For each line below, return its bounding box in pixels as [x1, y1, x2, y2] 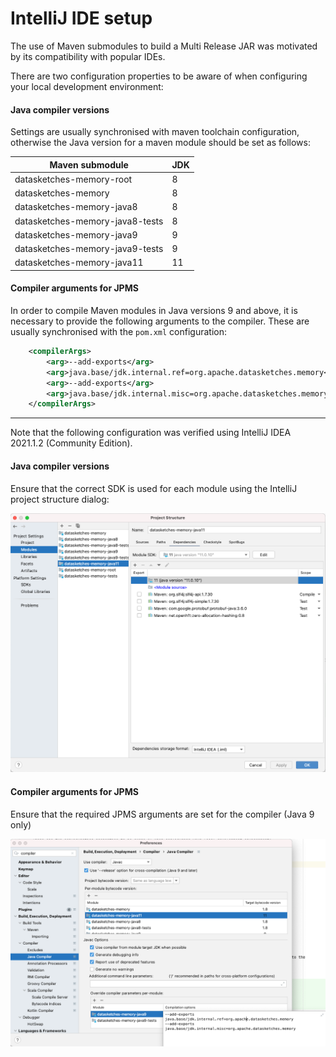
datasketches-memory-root [14, 173, 133, 185]
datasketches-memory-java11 [14, 257, 144, 269]
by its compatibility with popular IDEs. [10, 50, 166, 62]
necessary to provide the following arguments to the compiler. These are [10, 315, 310, 327]
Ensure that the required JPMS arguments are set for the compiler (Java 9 [10, 808, 315, 820]
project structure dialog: [10, 493, 110, 505]
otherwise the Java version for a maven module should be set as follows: [10, 137, 311, 149]
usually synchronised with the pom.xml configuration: [10, 326, 227, 338]
